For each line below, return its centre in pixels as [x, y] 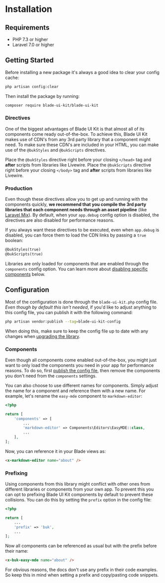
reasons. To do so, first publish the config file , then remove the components [82, 370]
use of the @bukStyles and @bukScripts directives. [56, 150]
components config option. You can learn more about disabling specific [77, 269]
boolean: [14, 241]
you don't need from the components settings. [51, 376]
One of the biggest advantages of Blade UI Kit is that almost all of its [75, 129]
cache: [12, 78]
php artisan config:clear [32, 86]
